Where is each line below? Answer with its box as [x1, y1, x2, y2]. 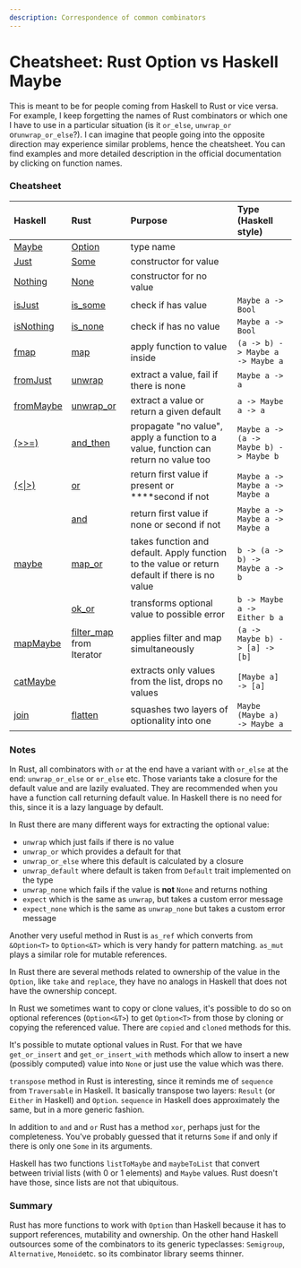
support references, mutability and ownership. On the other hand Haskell [9, 1229, 279, 1240]
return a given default [130, 405, 221, 418]
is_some [71, 298, 106, 311]
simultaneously [130, 643, 195, 655]
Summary [9, 1200, 54, 1212]
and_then [71, 436, 110, 449]
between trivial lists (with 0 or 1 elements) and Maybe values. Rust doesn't [9, 1168, 279, 1178]
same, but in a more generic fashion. [9, 1104, 145, 1116]
